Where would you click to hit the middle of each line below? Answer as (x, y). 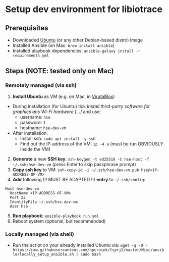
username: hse (35, 117)
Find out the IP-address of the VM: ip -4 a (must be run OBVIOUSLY (92, 144)
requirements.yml (31, 56)
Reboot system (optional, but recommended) (59, 221)
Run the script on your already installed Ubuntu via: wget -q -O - (80, 245)
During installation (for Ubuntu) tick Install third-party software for (81, 106)
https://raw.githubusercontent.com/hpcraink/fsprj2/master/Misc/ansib (88, 250)
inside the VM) (35, 149)
